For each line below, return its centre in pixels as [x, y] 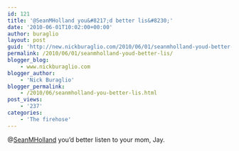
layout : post [27, 40]
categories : [25, 113]
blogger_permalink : [36, 86]
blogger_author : [31, 73]
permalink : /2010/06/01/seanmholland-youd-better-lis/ [90, 54]
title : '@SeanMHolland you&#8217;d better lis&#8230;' [90, 21]
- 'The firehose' [46, 119]
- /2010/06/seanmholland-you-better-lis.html [89, 93]
